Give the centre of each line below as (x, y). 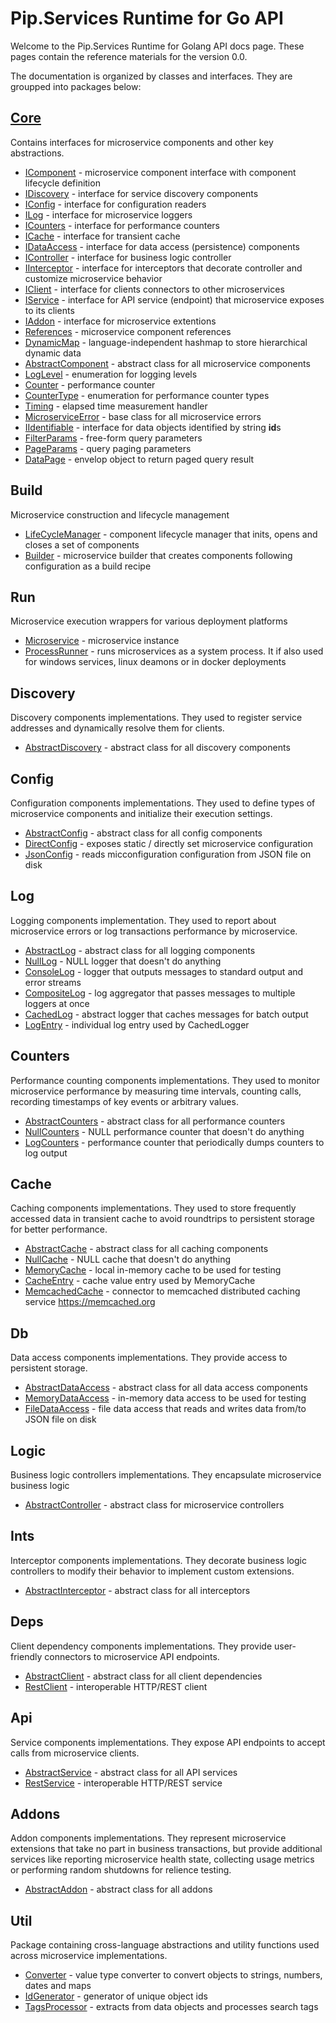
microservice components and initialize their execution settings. (141, 813)
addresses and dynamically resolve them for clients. (117, 728)
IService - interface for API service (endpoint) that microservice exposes (174, 299)
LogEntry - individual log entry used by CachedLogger (137, 1024)
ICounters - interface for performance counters (122, 225)
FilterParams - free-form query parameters (113, 438)
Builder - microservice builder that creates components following (158, 555)
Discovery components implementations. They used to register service (156, 718)
